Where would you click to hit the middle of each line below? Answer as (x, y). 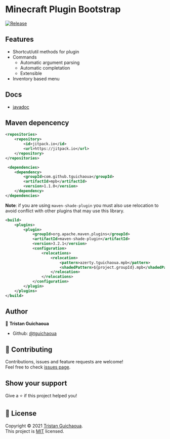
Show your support (36, 383)
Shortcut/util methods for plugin (46, 51)
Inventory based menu (36, 79)
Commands (25, 57)
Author (16, 312)
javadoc (21, 107)
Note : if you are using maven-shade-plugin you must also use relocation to (82, 205)
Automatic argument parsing (50, 62)
